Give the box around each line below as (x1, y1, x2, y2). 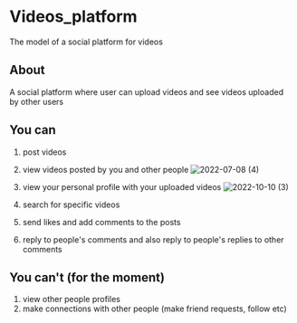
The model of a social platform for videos (9, 36, 163, 47)
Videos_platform (9, 6, 138, 27)
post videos (22, 147, 67, 157)
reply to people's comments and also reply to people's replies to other (22, 233, 284, 245)
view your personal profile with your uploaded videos (22, 181, 222, 192)
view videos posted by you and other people (22, 164, 189, 175)
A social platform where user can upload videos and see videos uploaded (9, 86, 283, 97)
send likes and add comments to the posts (22, 216, 181, 227)
